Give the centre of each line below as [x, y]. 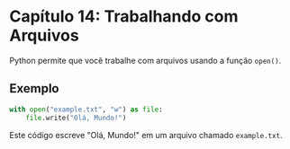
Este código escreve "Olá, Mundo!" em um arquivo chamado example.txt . [146, 135]
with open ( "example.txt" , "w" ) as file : [86, 110]
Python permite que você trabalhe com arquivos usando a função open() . [145, 60]
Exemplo [34, 88]
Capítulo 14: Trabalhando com [124, 17]
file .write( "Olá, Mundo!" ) [76, 118]
